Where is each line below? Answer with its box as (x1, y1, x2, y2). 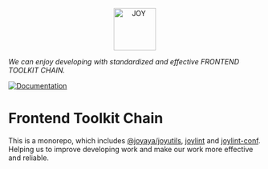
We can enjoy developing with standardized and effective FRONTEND (8, 57, 240, 66)
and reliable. (8, 153, 50, 163)
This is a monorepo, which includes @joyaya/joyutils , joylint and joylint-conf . (8, 135, 261, 145)
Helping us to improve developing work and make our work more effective (8, 144, 254, 154)
